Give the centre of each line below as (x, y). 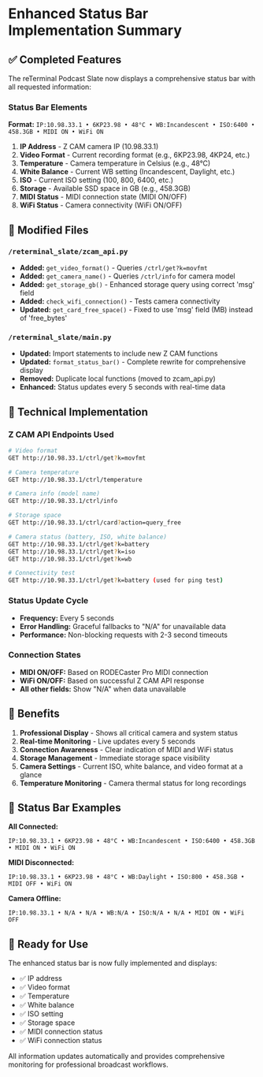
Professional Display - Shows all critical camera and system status (129, 732)
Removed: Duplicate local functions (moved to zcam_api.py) (118, 378)
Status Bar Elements (48, 107)
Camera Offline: (35, 899)
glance (31, 774)
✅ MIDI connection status (61, 1032)
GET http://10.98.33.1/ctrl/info (63, 501)
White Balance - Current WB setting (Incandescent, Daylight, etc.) (127, 172)
